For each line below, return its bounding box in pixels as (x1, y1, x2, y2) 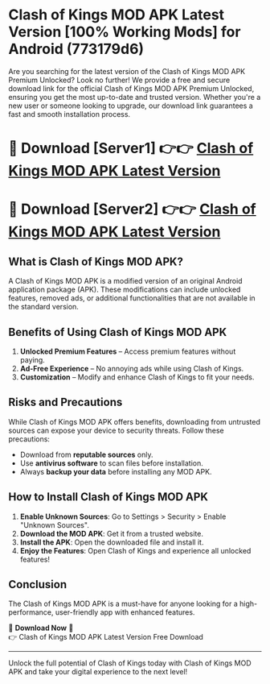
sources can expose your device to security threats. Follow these (8, 425, 224, 435)
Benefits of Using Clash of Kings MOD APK (8, 325, 227, 339)
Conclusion (8, 578, 67, 591)
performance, (8, 607, 54, 617)
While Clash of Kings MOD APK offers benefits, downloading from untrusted (8, 417, 261, 426)
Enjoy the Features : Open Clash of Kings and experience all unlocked (19, 545, 252, 555)
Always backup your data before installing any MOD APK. (19, 466, 212, 476)
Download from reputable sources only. (19, 450, 154, 459)
